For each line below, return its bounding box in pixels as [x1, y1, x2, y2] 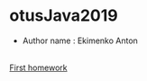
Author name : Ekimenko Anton [22, 35, 138, 46]
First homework [9, 62, 68, 73]
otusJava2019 [9, 5, 119, 26]
